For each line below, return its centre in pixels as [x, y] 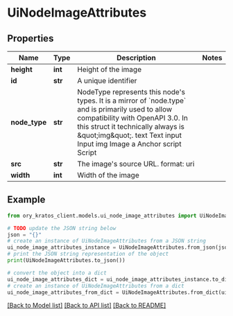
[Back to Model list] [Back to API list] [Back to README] [87, 306]
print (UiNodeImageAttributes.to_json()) [67, 261]
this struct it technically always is [131, 126]
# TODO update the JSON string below [62, 228]
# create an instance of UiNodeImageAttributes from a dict [96, 286]
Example [26, 200]
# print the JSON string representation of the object [88, 254]
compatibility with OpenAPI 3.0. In [133, 118]
